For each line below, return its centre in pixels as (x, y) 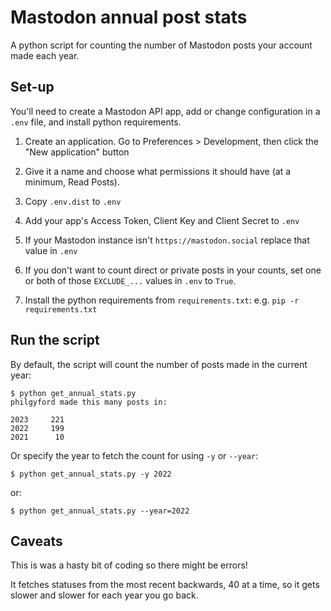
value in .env (51, 250)
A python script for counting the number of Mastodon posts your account (161, 45)
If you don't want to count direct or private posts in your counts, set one (173, 270)
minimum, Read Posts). (72, 182)
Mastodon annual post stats (129, 17)
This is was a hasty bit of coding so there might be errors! (129, 565)
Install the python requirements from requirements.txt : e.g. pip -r (162, 300)
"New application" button (77, 152)
